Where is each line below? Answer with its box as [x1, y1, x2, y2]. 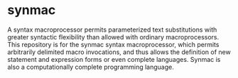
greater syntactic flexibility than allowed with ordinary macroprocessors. [7, 32, 220, 41]
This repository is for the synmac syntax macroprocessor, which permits [7, 40, 220, 48]
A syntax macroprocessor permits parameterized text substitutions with [7, 25, 217, 34]
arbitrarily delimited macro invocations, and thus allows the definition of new [7, 48, 231, 56]
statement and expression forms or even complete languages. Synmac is [7, 55, 221, 63]
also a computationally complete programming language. [7, 63, 174, 71]
